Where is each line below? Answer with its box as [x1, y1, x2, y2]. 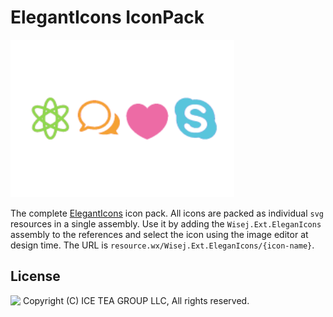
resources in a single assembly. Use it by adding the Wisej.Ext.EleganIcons [10, 217, 322, 230]
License [10, 268, 61, 285]
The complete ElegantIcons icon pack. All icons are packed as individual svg [10, 207, 324, 219]
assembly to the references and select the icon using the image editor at [10, 228, 309, 240]
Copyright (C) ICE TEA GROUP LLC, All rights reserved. [22, 294, 250, 306]
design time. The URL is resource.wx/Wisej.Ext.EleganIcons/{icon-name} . [10, 239, 315, 251]
